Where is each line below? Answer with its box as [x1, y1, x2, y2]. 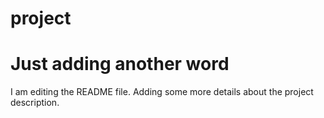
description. [10, 97, 60, 109]
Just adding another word [10, 53, 230, 76]
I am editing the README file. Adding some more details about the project [10, 86, 314, 98]
